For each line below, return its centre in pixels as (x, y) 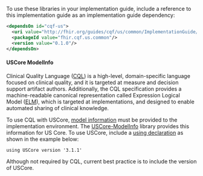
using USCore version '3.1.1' (44, 150)
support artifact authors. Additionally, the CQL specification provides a (94, 89)
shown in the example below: (43, 139)
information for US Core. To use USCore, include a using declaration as (95, 132)
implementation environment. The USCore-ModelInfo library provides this (98, 126)
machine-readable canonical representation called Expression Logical (93, 95)
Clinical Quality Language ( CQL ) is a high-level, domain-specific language (98, 76)
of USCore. (20, 168)
